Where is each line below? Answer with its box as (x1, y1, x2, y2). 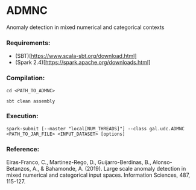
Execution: (6, 112, 39, 121)
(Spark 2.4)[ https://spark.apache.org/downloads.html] (14, 59, 151, 66)
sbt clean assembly (6, 98, 55, 104)
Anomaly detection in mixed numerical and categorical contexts (6, 24, 165, 31)
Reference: (6, 145, 40, 153)
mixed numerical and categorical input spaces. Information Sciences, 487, (6, 171, 191, 179)
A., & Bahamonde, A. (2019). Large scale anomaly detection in (32, 165, 186, 173)
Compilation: (6, 74, 45, 82)
